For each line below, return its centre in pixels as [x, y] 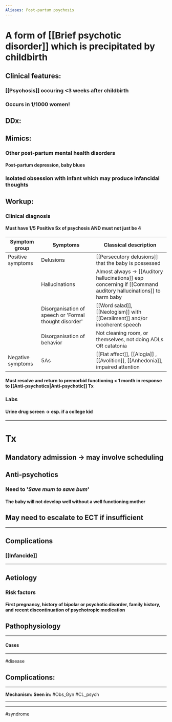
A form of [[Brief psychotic [63, 35]
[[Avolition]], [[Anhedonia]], [129, 360]
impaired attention [118, 367]
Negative [19, 357]
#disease [15, 661]
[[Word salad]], [114, 305]
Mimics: [18, 138]
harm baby [109, 297]
